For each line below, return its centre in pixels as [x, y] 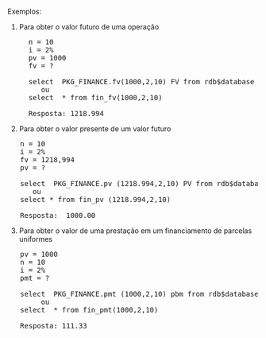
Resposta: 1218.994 [66, 113]
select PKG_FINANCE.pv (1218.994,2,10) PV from [117, 183]
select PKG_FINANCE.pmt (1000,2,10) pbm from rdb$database [139, 294]
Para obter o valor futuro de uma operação [89, 27]
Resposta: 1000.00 [58, 215]
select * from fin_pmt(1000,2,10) [89, 310]
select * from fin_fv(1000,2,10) [95, 97]
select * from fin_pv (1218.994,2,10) [96, 199]
